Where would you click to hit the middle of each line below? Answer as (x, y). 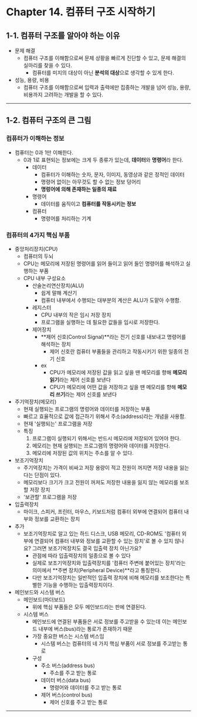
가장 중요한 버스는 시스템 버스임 (68, 636)
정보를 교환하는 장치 (57, 519)
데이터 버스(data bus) (66, 680)
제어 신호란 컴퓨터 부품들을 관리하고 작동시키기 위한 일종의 (116, 351)
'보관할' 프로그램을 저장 (50, 497)
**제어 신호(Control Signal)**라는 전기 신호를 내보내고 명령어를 (113, 337)
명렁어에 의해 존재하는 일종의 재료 (79, 189)
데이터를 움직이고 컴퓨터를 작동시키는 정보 (89, 203)
